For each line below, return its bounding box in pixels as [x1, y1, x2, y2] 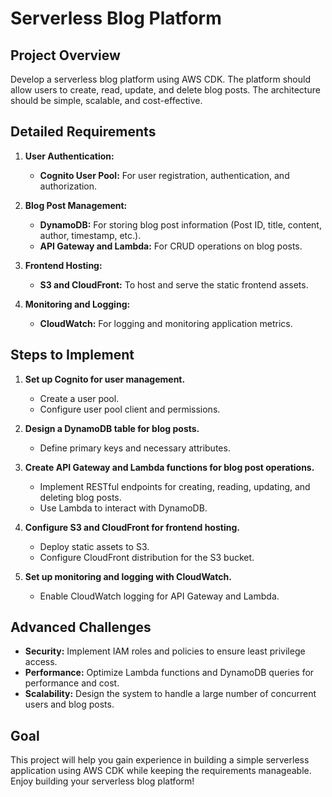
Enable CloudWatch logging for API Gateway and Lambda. [39, 590, 280, 602]
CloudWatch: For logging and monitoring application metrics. [39, 317, 293, 329]
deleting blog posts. [39, 491, 122, 503]
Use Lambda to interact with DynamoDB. [39, 502, 208, 514]
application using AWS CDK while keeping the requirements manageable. [10, 765, 312, 777]
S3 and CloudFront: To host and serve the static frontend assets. [39, 278, 309, 291]
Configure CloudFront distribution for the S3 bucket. [39, 551, 255, 563]
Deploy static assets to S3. [39, 540, 150, 552]
